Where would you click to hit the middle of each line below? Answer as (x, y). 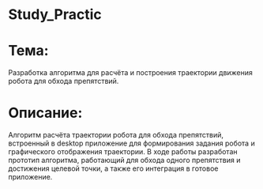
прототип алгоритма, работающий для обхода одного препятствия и (124, 161)
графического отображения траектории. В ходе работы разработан (123, 152)
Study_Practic (55, 15)
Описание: (45, 113)
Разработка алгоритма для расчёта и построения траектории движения (130, 73)
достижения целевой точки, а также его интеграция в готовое (113, 168)
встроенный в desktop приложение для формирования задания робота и (131, 143)
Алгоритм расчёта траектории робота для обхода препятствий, (116, 135)
